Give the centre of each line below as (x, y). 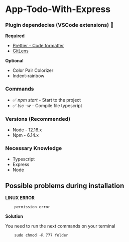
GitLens (20, 51)
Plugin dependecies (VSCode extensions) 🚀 (59, 25)
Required (15, 36)
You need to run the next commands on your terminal (60, 226)
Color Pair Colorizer (33, 70)
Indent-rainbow (28, 76)
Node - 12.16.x (27, 130)
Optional (14, 61)
